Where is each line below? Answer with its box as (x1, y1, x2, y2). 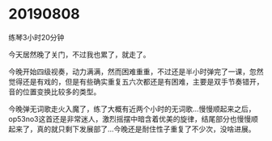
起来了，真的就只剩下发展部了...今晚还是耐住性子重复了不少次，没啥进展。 (8, 124, 257, 134)
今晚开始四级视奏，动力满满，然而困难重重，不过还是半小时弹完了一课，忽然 (8, 66, 264, 77)
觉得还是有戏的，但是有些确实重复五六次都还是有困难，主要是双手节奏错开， (8, 77, 264, 86)
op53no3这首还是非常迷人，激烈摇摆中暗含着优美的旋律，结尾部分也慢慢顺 (8, 114, 259, 123)
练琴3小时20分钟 (8, 32, 65, 42)
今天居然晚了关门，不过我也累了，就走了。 (8, 49, 151, 59)
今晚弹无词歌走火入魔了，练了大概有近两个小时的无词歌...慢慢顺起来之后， (8, 104, 257, 114)
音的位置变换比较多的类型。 (8, 86, 101, 97)
